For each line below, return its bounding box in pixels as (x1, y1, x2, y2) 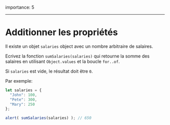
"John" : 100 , (10, 92, 37, 97)
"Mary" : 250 (10, 102, 35, 107)
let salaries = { (5, 88, 42, 93)
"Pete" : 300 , (10, 97, 37, 102)
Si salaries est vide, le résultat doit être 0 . (5, 68, 93, 74)
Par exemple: (5, 78, 33, 84)
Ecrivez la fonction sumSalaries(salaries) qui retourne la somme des (5, 53, 150, 59)
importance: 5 (5, 5, 34, 10)
